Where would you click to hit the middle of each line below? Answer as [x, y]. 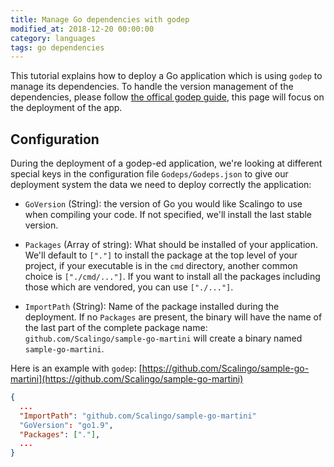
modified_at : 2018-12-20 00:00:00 [82, 29]
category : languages [53, 38]
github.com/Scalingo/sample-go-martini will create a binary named [163, 338]
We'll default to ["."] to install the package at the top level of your [161, 255]
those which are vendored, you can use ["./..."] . [129, 287]
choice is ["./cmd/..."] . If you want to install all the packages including [172, 277]
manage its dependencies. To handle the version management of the [152, 87]
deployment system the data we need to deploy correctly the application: [161, 185]
